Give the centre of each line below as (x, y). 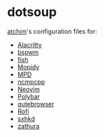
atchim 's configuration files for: (52, 31)
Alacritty (29, 45)
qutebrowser (36, 104)
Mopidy (28, 67)
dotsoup (32, 12)
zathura (28, 126)
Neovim (29, 89)
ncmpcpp (31, 81)
